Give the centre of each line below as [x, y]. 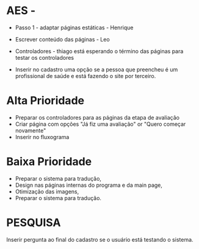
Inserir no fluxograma [42, 137]
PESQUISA [34, 223]
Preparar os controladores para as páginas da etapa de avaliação [97, 117]
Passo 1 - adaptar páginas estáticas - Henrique [74, 27]
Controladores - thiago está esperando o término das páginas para [99, 51]
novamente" [31, 130]
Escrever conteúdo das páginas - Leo [62, 39]
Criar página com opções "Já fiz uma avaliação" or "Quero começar [100, 124]
